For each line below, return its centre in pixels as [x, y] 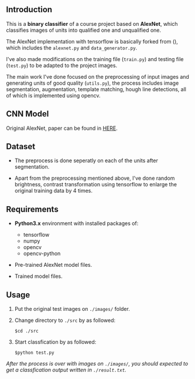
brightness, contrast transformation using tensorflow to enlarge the [96, 185]
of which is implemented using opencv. [53, 95]
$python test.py [34, 353]
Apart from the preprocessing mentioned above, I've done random [95, 178]
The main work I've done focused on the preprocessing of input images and [97, 76]
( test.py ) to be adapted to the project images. [62, 65]
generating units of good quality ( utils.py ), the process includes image [93, 83]
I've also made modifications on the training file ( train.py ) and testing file [95, 59]
